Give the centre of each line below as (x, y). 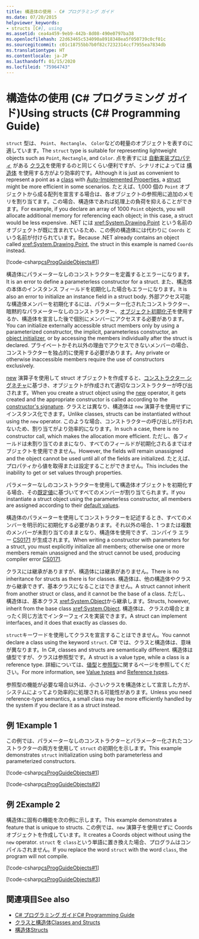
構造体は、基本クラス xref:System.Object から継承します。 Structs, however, (98, 601)
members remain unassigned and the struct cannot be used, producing (93, 553)
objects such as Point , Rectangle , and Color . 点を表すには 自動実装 (88, 158)
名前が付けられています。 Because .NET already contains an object (98, 238)
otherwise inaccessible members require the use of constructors (85, 360)
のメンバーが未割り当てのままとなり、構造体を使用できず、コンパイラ (92, 532)
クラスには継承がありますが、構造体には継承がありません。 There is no (93, 572)
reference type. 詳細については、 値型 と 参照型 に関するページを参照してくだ (98, 665)
